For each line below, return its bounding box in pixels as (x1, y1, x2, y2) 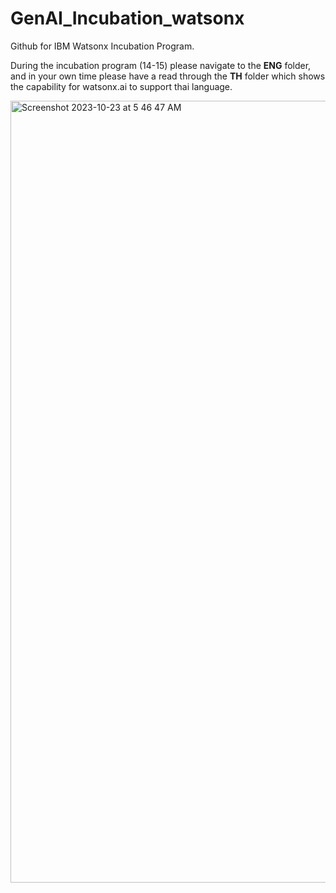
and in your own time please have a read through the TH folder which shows (10, 70, 326, 82)
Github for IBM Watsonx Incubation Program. (10, 40, 195, 52)
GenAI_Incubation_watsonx (10, 7, 245, 30)
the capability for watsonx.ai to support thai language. (10, 80, 233, 92)
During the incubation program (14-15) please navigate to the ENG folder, (10, 59, 312, 71)
